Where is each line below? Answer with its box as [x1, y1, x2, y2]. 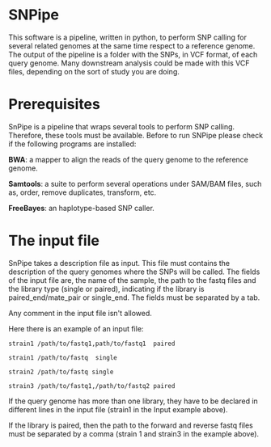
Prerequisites [8, 95, 101, 114]
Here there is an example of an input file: [8, 323, 144, 333]
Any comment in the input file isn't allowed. [8, 308, 152, 318]
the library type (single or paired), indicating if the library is [8, 284, 205, 293]
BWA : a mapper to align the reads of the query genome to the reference [8, 154, 248, 164]
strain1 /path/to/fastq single [8, 353, 117, 361]
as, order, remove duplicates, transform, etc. [8, 188, 157, 197]
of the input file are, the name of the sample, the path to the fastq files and [8, 275, 256, 285]
